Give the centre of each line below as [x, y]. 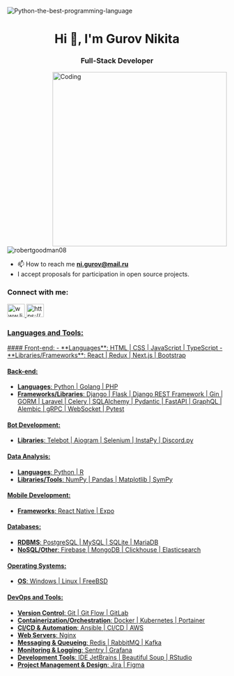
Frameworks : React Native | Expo [66, 511]
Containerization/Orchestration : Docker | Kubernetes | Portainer [111, 620]
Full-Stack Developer [117, 61]
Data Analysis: [29, 456]
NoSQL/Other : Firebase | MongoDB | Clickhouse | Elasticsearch [109, 550]
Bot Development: [34, 425]
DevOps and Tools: [36, 597]
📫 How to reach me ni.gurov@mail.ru [73, 264]
